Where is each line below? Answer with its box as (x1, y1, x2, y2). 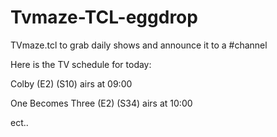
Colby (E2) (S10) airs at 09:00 (10, 77, 133, 90)
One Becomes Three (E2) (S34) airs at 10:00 (10, 97, 193, 109)
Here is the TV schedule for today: (10, 58, 152, 70)
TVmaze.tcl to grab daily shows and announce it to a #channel (10, 39, 268, 51)
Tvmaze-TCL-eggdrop (10, 6, 198, 29)
